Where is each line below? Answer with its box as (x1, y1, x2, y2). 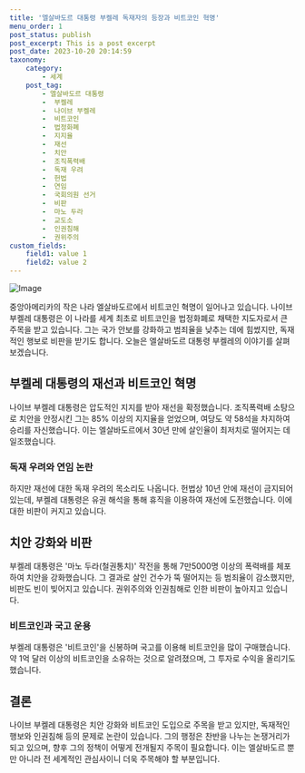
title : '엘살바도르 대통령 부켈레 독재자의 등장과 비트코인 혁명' (9, 13, 220, 23)
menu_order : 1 (9, 22, 64, 31)
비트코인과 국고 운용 (9, 619, 92, 631)
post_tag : (25, 81, 64, 90)
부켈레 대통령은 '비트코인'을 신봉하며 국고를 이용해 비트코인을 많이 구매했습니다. (9, 641, 290, 653)
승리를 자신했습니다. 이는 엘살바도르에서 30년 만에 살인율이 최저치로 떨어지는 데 (9, 424, 290, 435)
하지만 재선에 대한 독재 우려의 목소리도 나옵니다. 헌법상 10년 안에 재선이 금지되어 (9, 483, 293, 494)
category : (25, 64, 64, 73)
